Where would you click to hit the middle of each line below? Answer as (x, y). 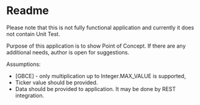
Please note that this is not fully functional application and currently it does (100, 27)
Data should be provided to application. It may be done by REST (95, 89)
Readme (28, 11)
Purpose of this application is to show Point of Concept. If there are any (96, 46)
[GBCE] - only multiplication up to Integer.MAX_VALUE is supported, (100, 76)
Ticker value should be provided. (56, 82)
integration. (30, 95)
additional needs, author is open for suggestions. (68, 52)
